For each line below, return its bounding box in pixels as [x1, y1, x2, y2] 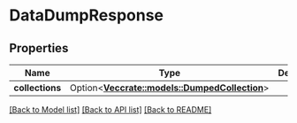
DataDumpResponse [9, 5, 164, 26]
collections [13, 81, 62, 94]
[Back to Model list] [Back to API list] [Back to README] [9, 104, 212, 115]
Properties [9, 41, 69, 56]
